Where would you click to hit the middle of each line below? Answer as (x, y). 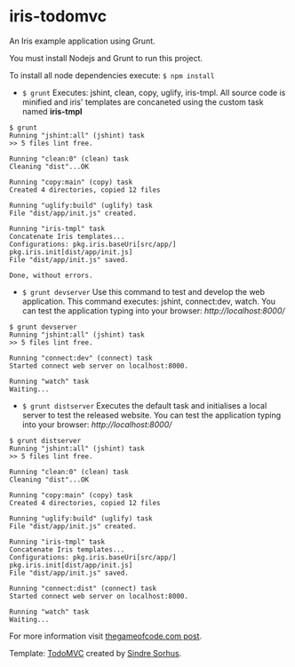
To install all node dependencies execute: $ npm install (112, 75)
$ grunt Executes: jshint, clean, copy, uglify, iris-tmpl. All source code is (154, 92)
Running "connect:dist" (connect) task (83, 588)
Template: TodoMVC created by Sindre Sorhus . (96, 653)
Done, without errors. (51, 275)
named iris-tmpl (52, 111)
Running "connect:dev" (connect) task (81, 358)
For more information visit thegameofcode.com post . (106, 636)
